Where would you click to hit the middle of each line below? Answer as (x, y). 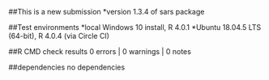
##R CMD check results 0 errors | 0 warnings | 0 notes (100, 51)
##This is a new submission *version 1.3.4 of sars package (107, 12)
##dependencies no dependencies (67, 67)
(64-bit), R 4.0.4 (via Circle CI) (59, 36)
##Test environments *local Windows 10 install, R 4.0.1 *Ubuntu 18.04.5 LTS (135, 27)
